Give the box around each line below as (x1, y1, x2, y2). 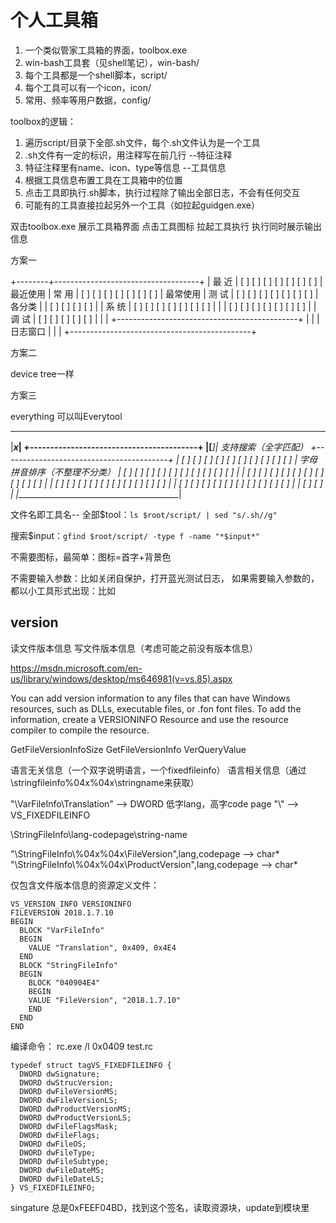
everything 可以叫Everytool (10, 410, 123, 422)
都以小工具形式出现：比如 (10, 584, 116, 596)
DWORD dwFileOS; (19, 1139, 87, 1149)
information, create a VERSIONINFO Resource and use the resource (10, 713, 289, 725)
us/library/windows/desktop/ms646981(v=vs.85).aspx (10, 672, 233, 685)
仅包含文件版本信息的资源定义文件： (10, 879, 160, 891)
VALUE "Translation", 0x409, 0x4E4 (28, 942, 177, 953)
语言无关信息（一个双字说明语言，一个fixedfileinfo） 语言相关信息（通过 (10, 764, 307, 776)
